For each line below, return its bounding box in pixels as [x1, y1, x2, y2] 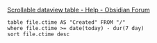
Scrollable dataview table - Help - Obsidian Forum [7, 6, 151, 14]
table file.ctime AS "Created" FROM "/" [7, 19, 126, 26]
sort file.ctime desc [7, 31, 70, 38]
